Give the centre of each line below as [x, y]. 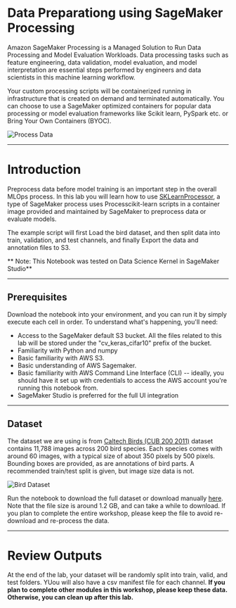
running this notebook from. [58, 388]
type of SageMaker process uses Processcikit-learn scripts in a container [113, 204]
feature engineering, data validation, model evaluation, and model [102, 62]
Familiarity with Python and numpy [67, 350]
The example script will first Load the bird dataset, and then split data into [114, 232]
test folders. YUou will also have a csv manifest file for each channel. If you [117, 583]
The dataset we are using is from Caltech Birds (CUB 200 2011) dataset [110, 441]
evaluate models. [32, 219]
